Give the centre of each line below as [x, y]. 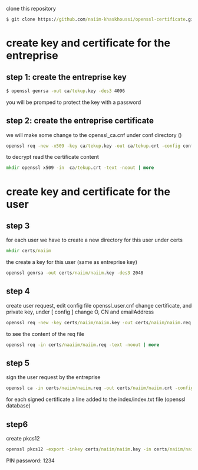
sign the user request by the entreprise [53, 377]
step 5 [18, 363]
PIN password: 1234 [30, 461]
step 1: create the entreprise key [66, 77]
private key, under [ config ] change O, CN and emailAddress [80, 312]
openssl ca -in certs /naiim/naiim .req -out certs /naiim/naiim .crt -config [100, 388]
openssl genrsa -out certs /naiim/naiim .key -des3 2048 [75, 273]
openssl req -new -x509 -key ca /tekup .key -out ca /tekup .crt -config [93, 146]
